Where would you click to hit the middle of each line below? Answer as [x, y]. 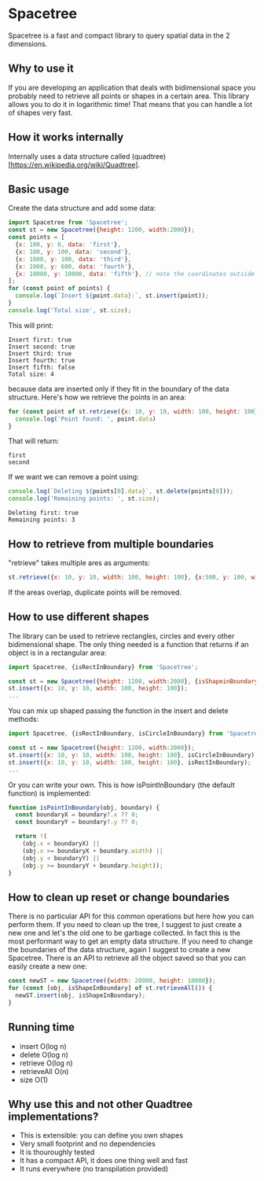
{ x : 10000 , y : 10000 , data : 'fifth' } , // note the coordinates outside [135, 274]
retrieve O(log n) [46, 1063]
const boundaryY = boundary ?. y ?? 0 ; [77, 822]
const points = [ [37, 237]
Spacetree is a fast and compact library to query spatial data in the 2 [119, 35]
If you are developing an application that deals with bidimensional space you [132, 87]
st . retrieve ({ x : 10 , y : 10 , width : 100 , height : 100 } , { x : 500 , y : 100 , [128, 577]
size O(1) [34, 1080]
